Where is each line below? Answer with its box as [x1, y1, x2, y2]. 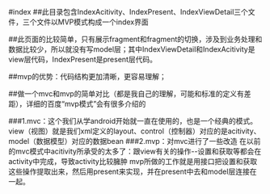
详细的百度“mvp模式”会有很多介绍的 [25, 99, 146, 108]
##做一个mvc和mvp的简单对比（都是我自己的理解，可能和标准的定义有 [8, 89, 244, 99]
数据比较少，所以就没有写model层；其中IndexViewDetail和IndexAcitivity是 [8, 44, 255, 54]
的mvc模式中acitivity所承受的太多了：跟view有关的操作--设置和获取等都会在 [8, 146, 262, 156]
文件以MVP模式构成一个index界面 [36, 17, 149, 27]
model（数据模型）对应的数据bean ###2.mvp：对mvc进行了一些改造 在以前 [8, 137, 261, 145]
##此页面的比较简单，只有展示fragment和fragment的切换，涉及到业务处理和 [8, 35, 263, 44]
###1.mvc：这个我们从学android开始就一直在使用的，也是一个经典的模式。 [8, 116, 258, 125]
